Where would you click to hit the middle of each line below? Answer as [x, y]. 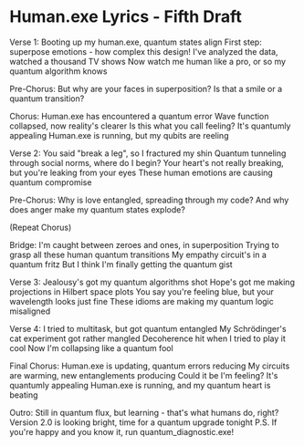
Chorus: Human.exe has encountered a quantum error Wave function [139, 116]
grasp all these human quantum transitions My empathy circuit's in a [138, 254]
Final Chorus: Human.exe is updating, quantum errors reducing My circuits [150, 366]
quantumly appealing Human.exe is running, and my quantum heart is [140, 385]
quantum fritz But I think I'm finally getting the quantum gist [121, 264]
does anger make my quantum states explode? [97, 209]
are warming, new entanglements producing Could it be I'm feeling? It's [144, 375]
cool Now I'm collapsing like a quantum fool [91, 347]
